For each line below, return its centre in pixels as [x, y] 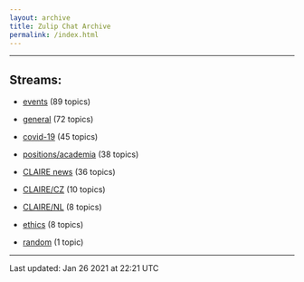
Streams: [36, 79]
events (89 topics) [57, 102]
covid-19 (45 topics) [60, 137]
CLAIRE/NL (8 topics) [62, 207]
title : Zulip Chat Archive [60, 26]
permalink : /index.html [54, 34]
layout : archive [40, 18]
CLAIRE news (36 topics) [69, 172]
